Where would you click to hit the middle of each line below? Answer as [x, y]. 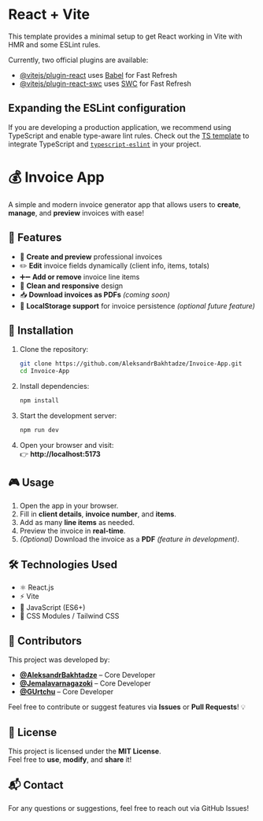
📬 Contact [36, 785]
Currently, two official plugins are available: [78, 60]
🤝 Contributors [45, 640]
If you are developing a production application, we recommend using [120, 127]
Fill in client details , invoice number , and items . [98, 514]
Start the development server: [68, 416]
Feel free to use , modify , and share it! [70, 760]
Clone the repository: [54, 349]
